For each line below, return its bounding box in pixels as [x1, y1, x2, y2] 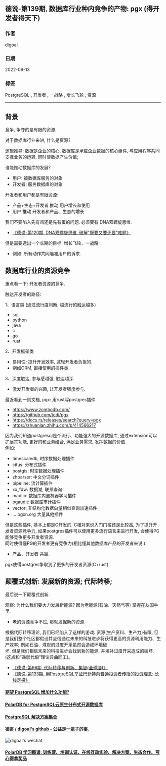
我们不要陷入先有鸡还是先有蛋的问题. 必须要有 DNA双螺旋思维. [5, 219, 132, 225]
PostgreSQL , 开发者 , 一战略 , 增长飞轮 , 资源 [5, 92, 96, 98]
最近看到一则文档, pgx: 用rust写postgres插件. [5, 396, 97, 403]
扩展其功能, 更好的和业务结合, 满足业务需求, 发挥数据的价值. [5, 438, 126, 445]
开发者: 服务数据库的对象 [12, 181, 63, 187]
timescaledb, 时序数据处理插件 [12, 455, 75, 461]
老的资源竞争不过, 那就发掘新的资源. [12, 619, 85, 625]
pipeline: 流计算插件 [12, 480, 53, 486]
